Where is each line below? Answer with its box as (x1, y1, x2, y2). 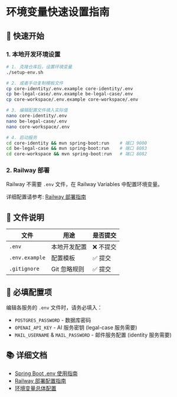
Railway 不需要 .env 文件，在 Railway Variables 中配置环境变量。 (6, 181, 163, 188)
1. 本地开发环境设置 (6, 50, 61, 58)
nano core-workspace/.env (6, 124, 70, 130)
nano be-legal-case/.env (6, 118, 67, 124)
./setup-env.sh (6, 69, 44, 75)
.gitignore (9, 265, 40, 273)
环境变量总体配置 (14, 385, 57, 392)
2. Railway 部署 (6, 167, 50, 175)
